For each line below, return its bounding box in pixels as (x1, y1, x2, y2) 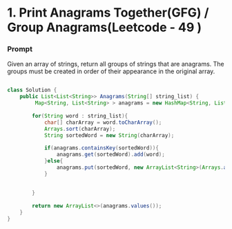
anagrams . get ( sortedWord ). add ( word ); (56, 151, 166, 158)
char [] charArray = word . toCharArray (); (43, 119, 162, 126)
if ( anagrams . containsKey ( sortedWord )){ (43, 145, 159, 152)
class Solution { (7, 86, 57, 94)
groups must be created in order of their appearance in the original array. (7, 67, 215, 75)
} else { (43, 158, 64, 165)
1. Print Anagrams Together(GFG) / (7, 5, 209, 21)
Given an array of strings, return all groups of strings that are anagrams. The (7, 60, 224, 68)
